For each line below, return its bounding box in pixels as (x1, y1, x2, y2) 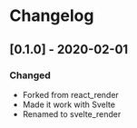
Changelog (9, 5, 94, 26)
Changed (9, 69, 52, 82)
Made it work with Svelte (22, 99, 116, 110)
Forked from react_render (22, 89, 120, 100)
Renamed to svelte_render (22, 108, 122, 119)
